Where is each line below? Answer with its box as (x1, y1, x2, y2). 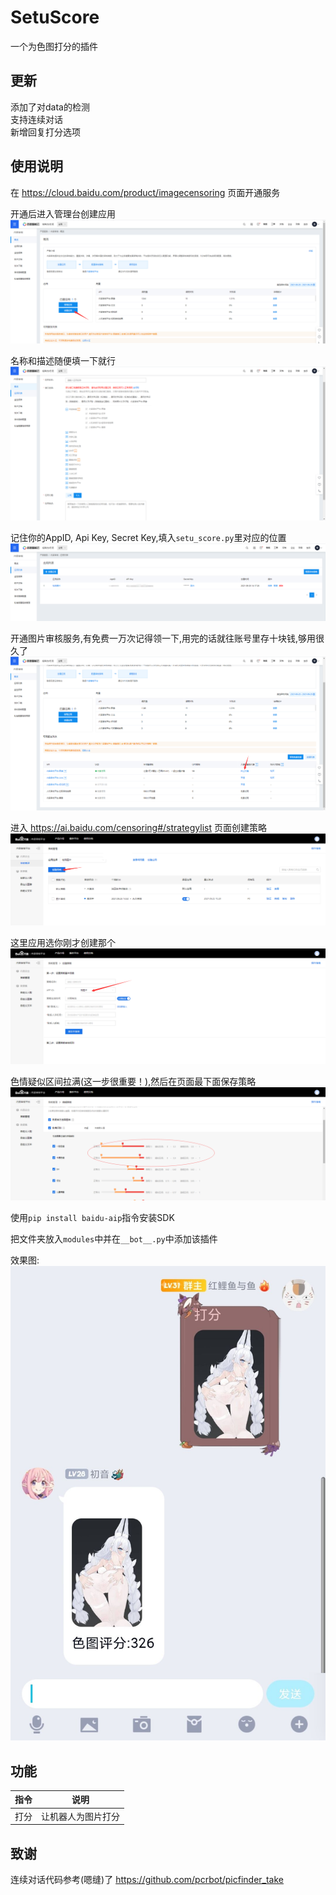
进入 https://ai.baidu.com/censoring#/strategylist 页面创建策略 (10, 821, 267, 833)
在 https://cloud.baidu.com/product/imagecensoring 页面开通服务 (10, 186, 281, 198)
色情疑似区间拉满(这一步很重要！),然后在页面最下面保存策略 (10, 1076, 257, 1088)
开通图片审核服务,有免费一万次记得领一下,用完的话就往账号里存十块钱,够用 (10, 632, 317, 645)
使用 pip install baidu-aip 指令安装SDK (10, 1212, 175, 1224)
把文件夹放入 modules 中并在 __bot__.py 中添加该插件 (10, 1233, 218, 1245)
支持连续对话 (10, 113, 63, 125)
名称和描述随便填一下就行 (10, 355, 116, 367)
